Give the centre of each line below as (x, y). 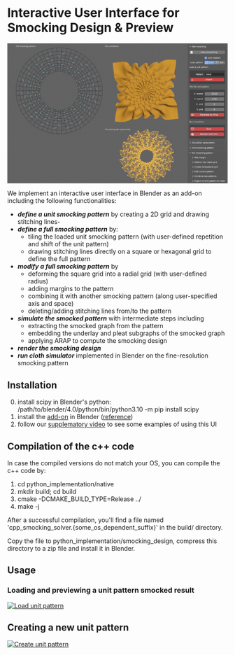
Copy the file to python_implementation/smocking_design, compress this (112, 541)
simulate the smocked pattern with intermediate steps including (111, 318)
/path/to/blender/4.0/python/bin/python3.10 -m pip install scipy (108, 409)
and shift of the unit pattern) (69, 244)
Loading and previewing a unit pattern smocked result (101, 591)
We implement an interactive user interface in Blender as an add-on (105, 193)
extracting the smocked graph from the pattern (95, 326)
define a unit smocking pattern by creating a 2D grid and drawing (113, 214)
